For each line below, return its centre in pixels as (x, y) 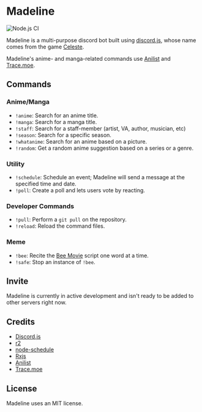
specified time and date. (46, 184)
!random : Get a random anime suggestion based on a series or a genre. (104, 148)
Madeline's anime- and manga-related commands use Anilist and (89, 58)
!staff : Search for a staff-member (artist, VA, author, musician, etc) (100, 128)
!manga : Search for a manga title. (56, 122)
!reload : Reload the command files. (60, 226)
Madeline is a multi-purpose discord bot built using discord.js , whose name (101, 40)
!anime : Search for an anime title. (57, 115)
